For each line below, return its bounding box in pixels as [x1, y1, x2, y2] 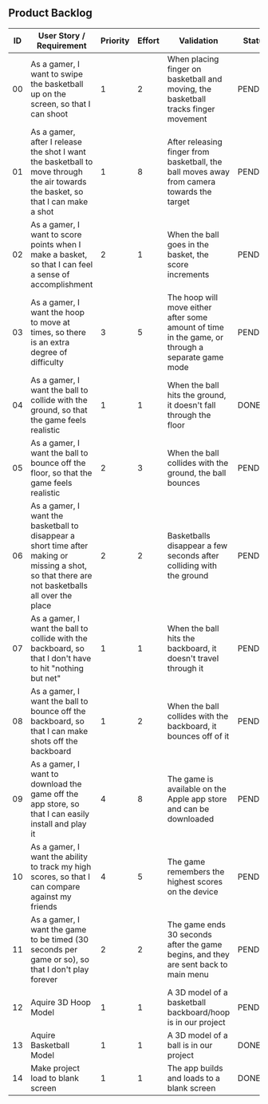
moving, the [167, 83, 211, 94]
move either [167, 302, 212, 313]
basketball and [167, 73, 223, 85]
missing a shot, [30, 560, 88, 571]
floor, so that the [30, 467, 93, 478]
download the [30, 778, 82, 789]
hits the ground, [167, 389, 227, 400]
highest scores [167, 876, 223, 887]
